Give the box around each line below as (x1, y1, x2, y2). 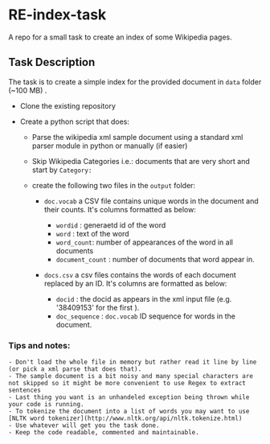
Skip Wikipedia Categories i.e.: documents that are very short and (31, 156, 251, 166)
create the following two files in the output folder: (31, 180, 195, 190)
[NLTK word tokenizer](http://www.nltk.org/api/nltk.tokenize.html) (8, 414, 243, 423)
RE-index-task (8, 6, 107, 24)
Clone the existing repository (19, 101, 117, 110)
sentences (8, 386, 42, 395)
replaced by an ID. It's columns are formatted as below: (43, 278, 227, 288)
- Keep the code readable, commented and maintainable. (8, 429, 199, 437)
